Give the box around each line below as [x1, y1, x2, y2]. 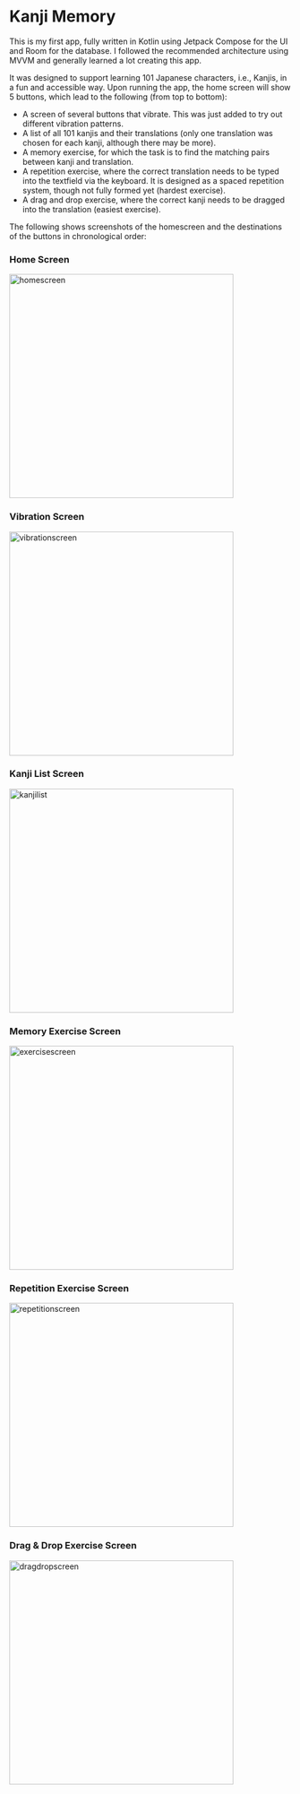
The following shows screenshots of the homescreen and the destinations [9, 221, 282, 232]
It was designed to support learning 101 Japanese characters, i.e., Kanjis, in [9, 72, 287, 82]
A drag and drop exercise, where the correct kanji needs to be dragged [21, 194, 285, 205]
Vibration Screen [9, 511, 85, 523]
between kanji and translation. [21, 156, 134, 167]
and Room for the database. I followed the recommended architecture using [9, 45, 289, 56]
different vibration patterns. [21, 118, 124, 129]
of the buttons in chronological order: [9, 230, 147, 241]
